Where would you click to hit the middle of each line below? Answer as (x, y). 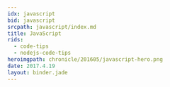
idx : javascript (31, 14)
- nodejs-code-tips (42, 53)
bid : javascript (31, 20)
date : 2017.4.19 (31, 66)
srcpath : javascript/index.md (52, 27)
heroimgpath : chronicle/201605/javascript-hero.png (85, 60)
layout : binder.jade (38, 72)
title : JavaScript (34, 33)
